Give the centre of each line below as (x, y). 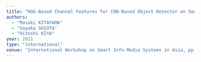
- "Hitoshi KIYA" (33, 34)
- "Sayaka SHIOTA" (35, 28)
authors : (17, 17)
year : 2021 (20, 39)
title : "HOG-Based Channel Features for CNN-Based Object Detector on (96, 12)
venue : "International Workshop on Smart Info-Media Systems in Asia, (96, 50)
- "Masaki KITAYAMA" (37, 22)
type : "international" (34, 45)
